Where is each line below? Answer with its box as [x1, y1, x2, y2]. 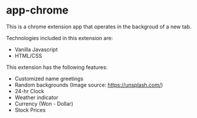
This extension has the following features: [6, 63, 108, 71]
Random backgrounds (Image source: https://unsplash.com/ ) [14, 81, 163, 88]
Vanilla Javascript [14, 45, 58, 53]
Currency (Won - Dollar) [14, 100, 74, 107]
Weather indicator [14, 94, 58, 101]
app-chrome [6, 4, 69, 17]
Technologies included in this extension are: [6, 34, 113, 41]
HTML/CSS [14, 52, 42, 59]
